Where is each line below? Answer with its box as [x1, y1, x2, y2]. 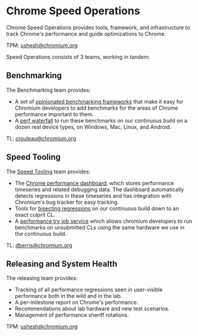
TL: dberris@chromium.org [6, 241, 73, 248]
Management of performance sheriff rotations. [14, 312, 129, 319]
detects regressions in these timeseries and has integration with [14, 192, 172, 199]
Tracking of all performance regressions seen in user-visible [14, 286, 163, 293]
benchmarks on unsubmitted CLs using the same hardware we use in [14, 223, 185, 231]
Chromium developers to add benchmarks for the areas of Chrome [14, 104, 178, 111]
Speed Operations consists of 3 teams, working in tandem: [6, 53, 150, 60]
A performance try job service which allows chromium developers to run [14, 217, 193, 225]
